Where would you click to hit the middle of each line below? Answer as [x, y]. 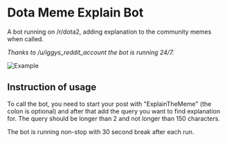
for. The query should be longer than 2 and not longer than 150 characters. [113, 118]
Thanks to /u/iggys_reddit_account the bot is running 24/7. [91, 52]
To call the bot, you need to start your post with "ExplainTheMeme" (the [109, 104]
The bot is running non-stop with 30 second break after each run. [101, 131]
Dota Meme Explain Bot [75, 13]
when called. [25, 38]
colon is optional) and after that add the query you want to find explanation [113, 111]
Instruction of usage [52, 87]
